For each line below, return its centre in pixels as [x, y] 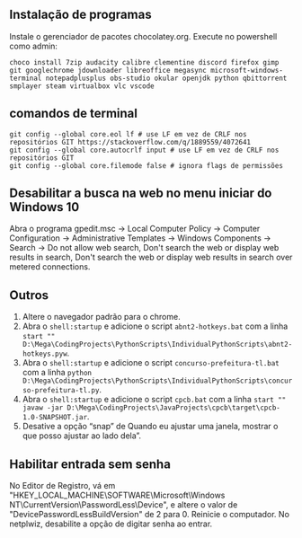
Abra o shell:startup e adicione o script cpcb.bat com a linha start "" [154, 400]
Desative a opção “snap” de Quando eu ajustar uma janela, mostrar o [150, 427]
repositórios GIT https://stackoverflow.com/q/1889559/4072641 [130, 142]
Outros [29, 295]
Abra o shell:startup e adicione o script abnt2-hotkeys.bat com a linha [155, 326]
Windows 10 [44, 207]
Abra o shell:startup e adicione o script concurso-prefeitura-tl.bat [151, 363]
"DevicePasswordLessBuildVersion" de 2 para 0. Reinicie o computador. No [150, 515]
